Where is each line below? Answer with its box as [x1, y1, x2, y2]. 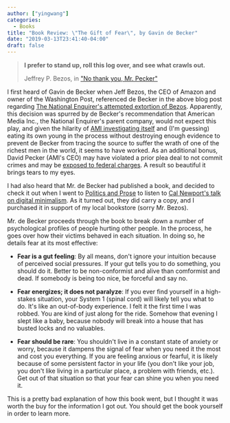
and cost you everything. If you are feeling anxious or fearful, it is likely [16, 352, 218, 360]
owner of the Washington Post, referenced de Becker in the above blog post [7, 95, 222, 103]
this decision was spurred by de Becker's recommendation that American [7, 110, 215, 118]
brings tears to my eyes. [7, 168, 76, 176]
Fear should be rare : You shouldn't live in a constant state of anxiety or [16, 338, 218, 345]
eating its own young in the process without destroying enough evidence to [7, 132, 221, 140]
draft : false [7, 42, 45, 49]
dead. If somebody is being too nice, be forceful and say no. [16, 274, 188, 282]
